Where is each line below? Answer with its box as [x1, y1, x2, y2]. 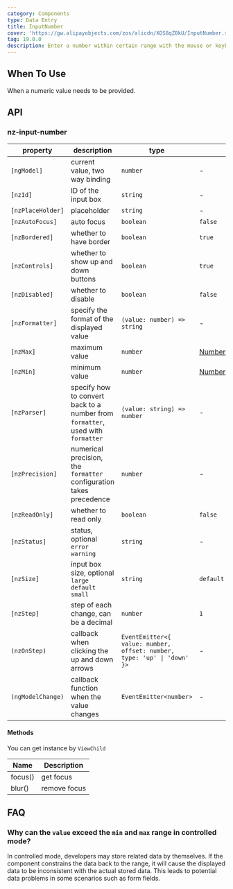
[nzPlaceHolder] [10, 206, 64, 214]
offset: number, [121, 646, 175, 655]
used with [70, 426, 103, 435]
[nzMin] [10, 368, 36, 375]
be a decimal [70, 617, 113, 627]
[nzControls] [10, 261, 54, 270]
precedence [70, 494, 111, 503]
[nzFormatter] [10, 319, 58, 327]
